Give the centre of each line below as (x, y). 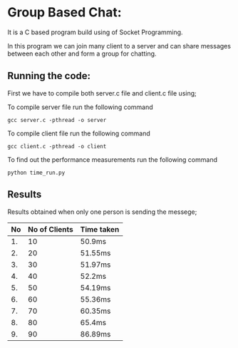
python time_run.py (36, 173)
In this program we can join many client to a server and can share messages (119, 46)
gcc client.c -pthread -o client (57, 146)
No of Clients (51, 229)
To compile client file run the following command (79, 133)
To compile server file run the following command (80, 107)
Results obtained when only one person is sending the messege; (102, 212)
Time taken (100, 229)
